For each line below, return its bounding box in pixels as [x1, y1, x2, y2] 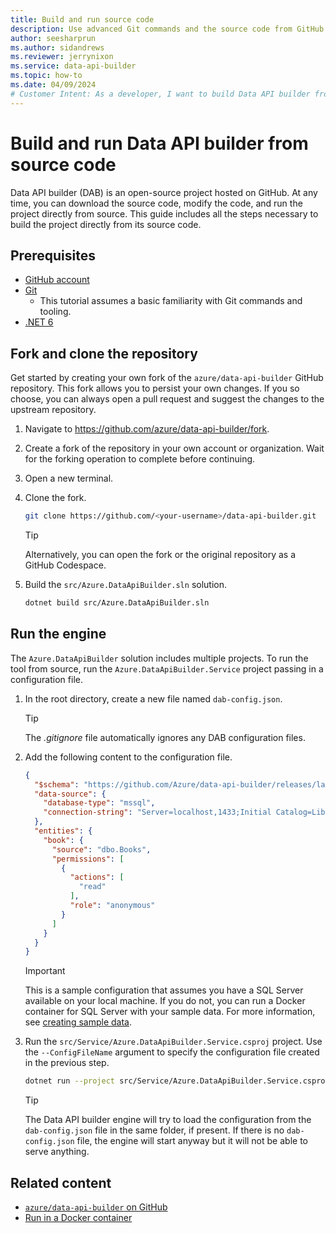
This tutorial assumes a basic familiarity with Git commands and [39, 295, 303, 307]
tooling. [39, 306, 72, 318]
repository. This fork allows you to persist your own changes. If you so [10, 382, 300, 395]
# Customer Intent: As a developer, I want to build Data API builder [10, 89, 311, 99]
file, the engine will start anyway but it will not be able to [76, 1135, 308, 1147]
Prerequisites [10, 247, 96, 264]
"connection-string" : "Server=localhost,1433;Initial [43, 807, 272, 818]
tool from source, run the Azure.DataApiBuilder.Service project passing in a [10, 662, 324, 675]
